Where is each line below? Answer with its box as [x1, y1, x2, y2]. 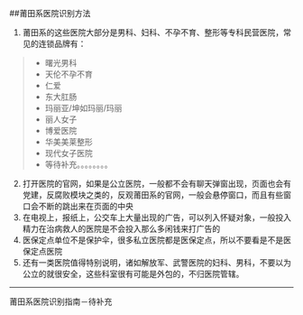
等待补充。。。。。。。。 [44, 159, 113, 170]
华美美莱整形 [44, 136, 93, 147]
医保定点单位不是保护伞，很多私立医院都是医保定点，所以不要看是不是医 [22, 235, 291, 246]
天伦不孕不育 [44, 69, 93, 79]
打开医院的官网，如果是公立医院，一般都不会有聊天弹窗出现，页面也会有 [22, 179, 291, 189]
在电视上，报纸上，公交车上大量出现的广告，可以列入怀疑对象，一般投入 [22, 212, 291, 223]
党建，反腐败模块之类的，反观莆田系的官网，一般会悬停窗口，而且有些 [22, 190, 284, 200]
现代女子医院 [44, 148, 93, 158]
